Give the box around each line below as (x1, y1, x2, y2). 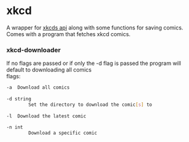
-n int (6, 124, 23, 130)
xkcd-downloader (6, 45, 61, 54)
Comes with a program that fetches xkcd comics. (6, 30, 131, 37)
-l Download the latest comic (6, 113, 87, 119)
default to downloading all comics (6, 66, 92, 73)
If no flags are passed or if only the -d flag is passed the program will (6, 59, 182, 67)
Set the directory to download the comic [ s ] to (28, 102, 152, 108)
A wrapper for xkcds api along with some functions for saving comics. (6, 24, 183, 31)
